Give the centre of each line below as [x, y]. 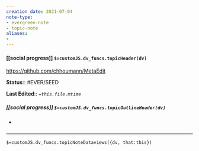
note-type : [20, 17]
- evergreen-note [28, 22]
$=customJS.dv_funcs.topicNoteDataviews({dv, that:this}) [79, 143]
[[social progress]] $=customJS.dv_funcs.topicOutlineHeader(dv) [86, 107]
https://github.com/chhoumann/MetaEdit [56, 71]
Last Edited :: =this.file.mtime [44, 94]
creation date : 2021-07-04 [39, 12]
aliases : [17, 34]
